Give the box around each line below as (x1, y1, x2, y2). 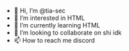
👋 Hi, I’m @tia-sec (13, 7, 66, 14)
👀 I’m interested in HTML (13, 14, 85, 22)
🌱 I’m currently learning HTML (13, 21, 100, 29)
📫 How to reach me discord (13, 37, 96, 44)
